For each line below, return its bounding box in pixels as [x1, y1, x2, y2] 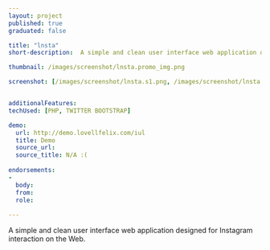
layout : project [8, 11, 63, 20]
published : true [8, 19, 63, 27]
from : [15, 188, 35, 197]
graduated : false [8, 27, 67, 35]
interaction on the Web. [8, 234, 86, 244]
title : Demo [15, 136, 56, 145]
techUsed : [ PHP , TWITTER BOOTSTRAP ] [8, 106, 131, 115]
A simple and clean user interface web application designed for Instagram [8, 226, 253, 236]
